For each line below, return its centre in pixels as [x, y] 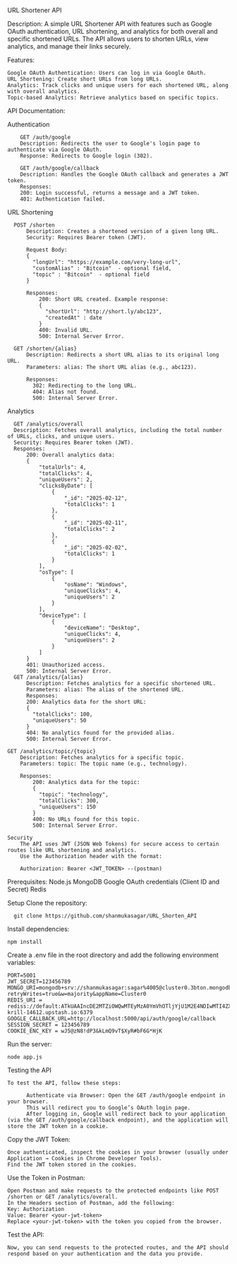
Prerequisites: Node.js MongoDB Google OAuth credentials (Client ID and [114, 882]
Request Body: [47, 250]
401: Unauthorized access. [66, 665]
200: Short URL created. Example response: [104, 299]
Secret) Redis [27, 889]
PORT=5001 [22, 975]
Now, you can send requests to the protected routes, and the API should [118, 1248]
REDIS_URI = [25, 1000]
